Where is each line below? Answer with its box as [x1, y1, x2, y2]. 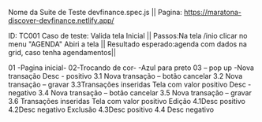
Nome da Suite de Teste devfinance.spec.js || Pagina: [8, 8, 183, 17]
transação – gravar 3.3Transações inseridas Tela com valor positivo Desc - [8, 79, 252, 89]
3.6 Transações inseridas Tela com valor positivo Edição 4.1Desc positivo [8, 97, 246, 105]
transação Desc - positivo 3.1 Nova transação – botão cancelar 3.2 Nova [8, 72, 243, 80]
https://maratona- [184, 8, 242, 17]
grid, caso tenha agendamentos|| [8, 48, 117, 57]
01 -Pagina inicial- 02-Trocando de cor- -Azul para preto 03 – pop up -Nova [8, 63, 255, 72]
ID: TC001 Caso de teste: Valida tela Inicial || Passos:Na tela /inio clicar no [8, 31, 248, 40]
